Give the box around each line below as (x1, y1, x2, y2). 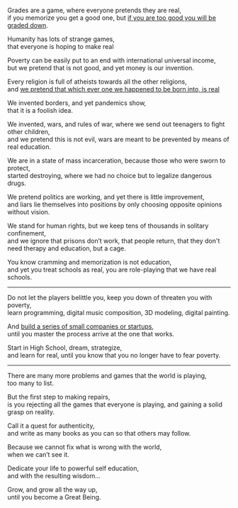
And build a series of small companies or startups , (7, 322, 154, 331)
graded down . (7, 21, 48, 29)
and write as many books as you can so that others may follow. (7, 429, 191, 437)
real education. (7, 143, 52, 151)
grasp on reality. (7, 408, 55, 416)
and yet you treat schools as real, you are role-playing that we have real (7, 265, 217, 274)
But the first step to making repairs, (7, 393, 110, 401)
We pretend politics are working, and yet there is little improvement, (7, 193, 205, 201)
